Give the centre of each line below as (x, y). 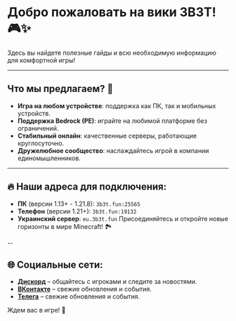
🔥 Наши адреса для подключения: (87, 187)
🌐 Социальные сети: (55, 264)
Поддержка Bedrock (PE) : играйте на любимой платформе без (112, 121)
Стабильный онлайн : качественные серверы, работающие (107, 136)
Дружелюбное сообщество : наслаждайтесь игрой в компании (113, 150)
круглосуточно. (41, 143)
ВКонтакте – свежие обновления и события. (85, 289)
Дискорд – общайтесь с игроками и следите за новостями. (107, 282)
